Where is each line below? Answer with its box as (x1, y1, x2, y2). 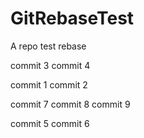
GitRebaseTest (10, 7, 135, 30)
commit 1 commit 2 (10, 78, 88, 91)
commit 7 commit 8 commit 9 (10, 98, 131, 110)
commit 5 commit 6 (10, 117, 90, 129)
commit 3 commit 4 (10, 59, 91, 71)
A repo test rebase (10, 40, 87, 52)
